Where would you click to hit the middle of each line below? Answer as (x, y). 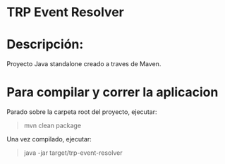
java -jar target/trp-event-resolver (73, 153)
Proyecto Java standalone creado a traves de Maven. (84, 64)
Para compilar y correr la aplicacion (112, 93)
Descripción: (45, 45)
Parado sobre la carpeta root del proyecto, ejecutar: (82, 112)
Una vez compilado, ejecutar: (49, 139)
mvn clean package (53, 126)
